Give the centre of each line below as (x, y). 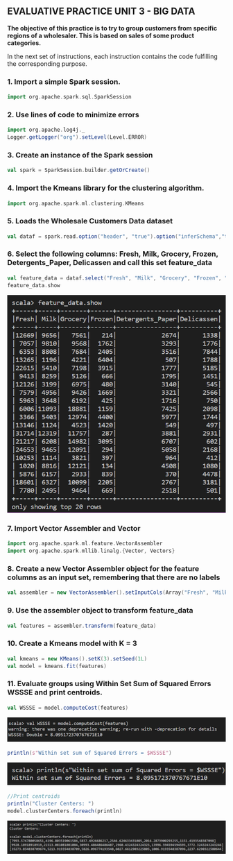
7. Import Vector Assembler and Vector (74, 528)
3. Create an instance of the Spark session (80, 155)
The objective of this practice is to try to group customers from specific (112, 28)
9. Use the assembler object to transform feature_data (100, 611)
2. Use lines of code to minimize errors (74, 114)
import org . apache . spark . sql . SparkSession (69, 97)
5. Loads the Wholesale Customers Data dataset (90, 221)
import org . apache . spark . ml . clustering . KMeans (76, 203)
